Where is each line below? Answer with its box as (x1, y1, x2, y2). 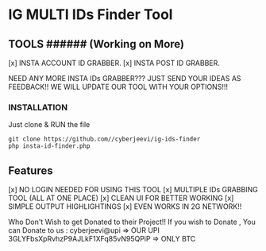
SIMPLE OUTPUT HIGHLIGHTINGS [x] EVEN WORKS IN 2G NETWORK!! (8, 202, 242, 211)
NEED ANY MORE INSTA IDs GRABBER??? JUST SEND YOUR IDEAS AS (8, 74, 241, 83)
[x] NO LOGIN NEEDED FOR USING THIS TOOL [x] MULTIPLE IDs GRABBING (8, 185, 258, 195)
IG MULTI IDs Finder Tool (8, 6, 173, 24)
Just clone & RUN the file (8, 120, 91, 129)
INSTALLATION (8, 102, 68, 113)
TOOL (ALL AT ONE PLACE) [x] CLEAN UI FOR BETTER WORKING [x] (8, 193, 234, 203)
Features (8, 164, 53, 177)
